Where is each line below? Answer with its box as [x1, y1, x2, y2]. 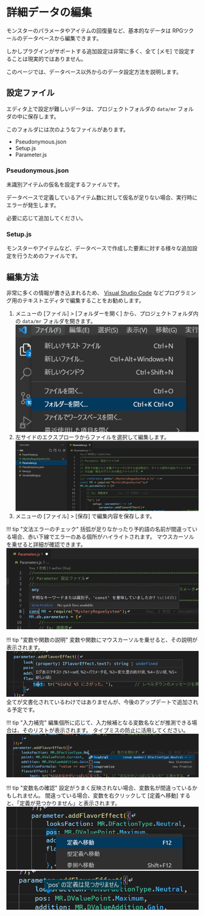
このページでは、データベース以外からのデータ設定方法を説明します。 [6, 68, 182, 75]
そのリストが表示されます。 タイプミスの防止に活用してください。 [22, 726, 189, 733]
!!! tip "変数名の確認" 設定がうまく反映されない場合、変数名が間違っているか [6, 784, 198, 791]
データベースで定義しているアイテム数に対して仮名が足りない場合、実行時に [6, 194, 198, 202]
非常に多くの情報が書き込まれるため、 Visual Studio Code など [6, 289, 165, 297]
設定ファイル [6, 88, 55, 98]
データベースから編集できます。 [22, 34, 102, 42]
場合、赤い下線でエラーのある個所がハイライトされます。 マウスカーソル [11, 533, 195, 540]
